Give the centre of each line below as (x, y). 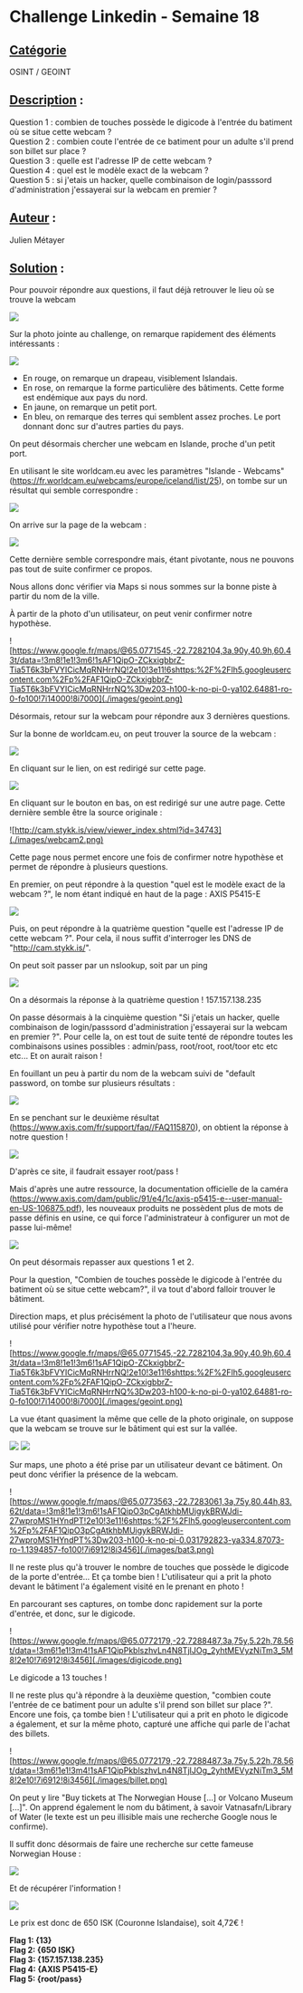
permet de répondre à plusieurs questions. (89, 867)
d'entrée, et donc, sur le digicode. (72, 1613)
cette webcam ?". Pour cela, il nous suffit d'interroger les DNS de (130, 939)
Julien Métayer (37, 240)
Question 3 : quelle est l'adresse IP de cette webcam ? (111, 160)
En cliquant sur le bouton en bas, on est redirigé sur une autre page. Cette (147, 803)
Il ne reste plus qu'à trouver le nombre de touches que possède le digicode (149, 1567)
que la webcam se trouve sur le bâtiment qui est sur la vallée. (123, 1429)
